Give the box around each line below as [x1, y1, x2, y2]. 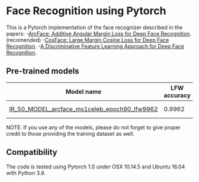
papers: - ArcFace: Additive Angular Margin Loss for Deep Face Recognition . [6, 30, 191, 37]
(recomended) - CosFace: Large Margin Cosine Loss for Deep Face [6, 36, 169, 43]
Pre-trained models [6, 66, 79, 76]
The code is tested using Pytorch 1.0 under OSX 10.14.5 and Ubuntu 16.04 [6, 163, 185, 170]
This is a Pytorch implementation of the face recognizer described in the [6, 24, 183, 31]
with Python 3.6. [6, 169, 46, 176]
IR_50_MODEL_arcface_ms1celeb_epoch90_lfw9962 [9, 105, 158, 113]
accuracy [163, 91, 191, 99]
